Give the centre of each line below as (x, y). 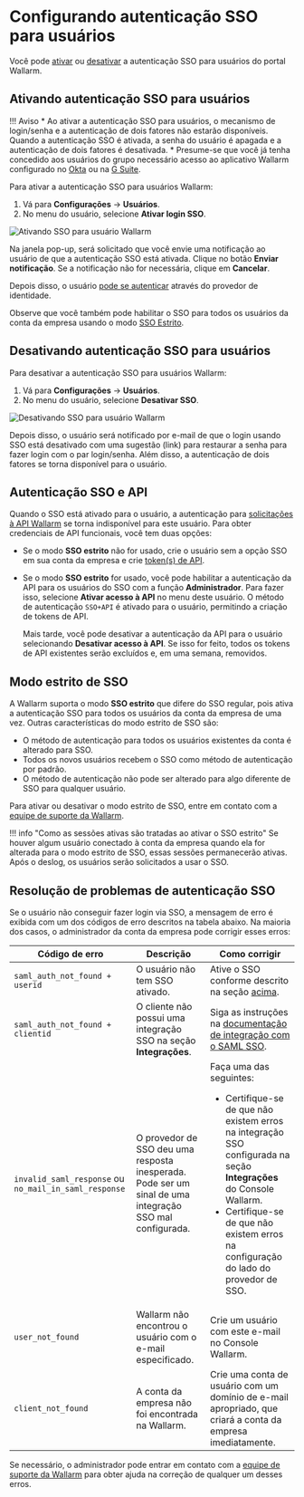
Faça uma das (239, 1066)
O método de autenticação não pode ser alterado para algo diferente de (157, 779)
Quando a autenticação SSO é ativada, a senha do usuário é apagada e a (146, 140)
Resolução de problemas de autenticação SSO (142, 891)
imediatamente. (242, 1442)
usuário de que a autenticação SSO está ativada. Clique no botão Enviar (144, 258)
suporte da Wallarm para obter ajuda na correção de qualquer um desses (146, 1474)
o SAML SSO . (238, 1046)
